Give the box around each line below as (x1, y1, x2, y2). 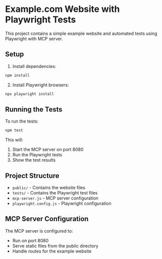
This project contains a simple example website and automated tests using (5, 30, 158, 36)
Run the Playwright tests (12, 152, 62, 158)
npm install (5, 73, 30, 78)
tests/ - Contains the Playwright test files (12, 190, 98, 195)
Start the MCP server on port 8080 (12, 146, 84, 152)
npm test (5, 128, 23, 133)
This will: (5, 137, 23, 143)
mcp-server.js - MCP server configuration (12, 195, 99, 201)
